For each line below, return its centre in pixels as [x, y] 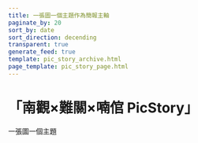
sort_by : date [32, 30]
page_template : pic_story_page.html [68, 67]
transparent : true [38, 45]
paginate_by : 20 [35, 23]
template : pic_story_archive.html [65, 60]
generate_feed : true [42, 52]
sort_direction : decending [52, 37]
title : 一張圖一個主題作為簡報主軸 [59, 15]
